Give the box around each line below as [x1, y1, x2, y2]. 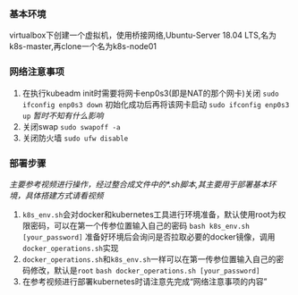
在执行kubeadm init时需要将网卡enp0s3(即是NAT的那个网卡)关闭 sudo [21, 88, 279, 98]
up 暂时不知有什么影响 [21, 110, 105, 121]
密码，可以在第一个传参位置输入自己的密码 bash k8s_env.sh [30, 220, 251, 231]
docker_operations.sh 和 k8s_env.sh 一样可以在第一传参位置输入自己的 [21, 253, 277, 265]
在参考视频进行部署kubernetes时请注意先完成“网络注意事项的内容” [21, 275, 268, 287]
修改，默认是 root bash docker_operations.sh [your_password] [30, 265, 260, 275]
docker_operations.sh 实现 [21, 242, 119, 253]
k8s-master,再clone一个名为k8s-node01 [9, 41, 158, 52]
